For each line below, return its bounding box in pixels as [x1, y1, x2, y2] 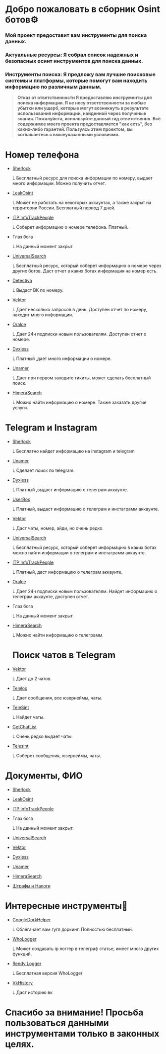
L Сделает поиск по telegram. [12, 467, 75, 473]
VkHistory [12, 980, 33, 986]
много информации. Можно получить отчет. [12, 180, 106, 186]
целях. [5, 1039, 35, 1050]
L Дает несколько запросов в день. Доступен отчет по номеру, [12, 307, 148, 313]
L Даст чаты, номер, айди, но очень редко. [12, 526, 104, 531]
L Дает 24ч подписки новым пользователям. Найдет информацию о [12, 588, 158, 595]
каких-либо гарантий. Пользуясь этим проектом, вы [17, 126, 133, 132]
